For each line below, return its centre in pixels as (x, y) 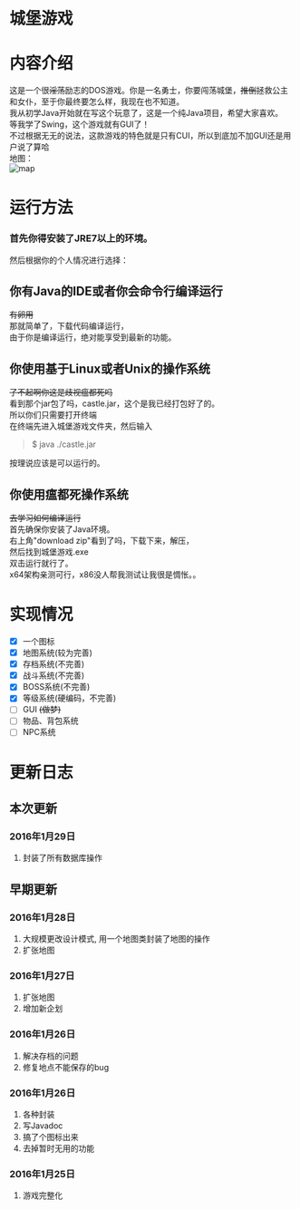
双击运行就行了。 (41, 564)
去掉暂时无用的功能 (58, 1148)
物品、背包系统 (50, 721)
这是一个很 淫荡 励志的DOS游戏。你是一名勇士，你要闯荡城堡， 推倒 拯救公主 (149, 91)
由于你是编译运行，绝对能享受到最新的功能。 (93, 337)
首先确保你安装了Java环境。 (62, 529)
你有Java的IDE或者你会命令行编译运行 (116, 291)
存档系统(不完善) (53, 664)
